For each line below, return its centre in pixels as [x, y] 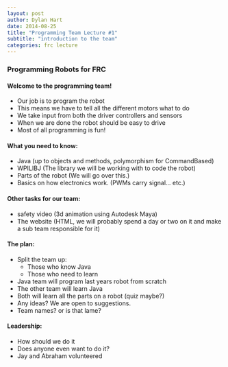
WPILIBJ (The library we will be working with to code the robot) [106, 168]
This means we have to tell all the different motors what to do [103, 108]
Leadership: [25, 326]
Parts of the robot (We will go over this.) [73, 176]
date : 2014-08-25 [32, 26]
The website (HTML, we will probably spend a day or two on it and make [119, 221]
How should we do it [46, 341]
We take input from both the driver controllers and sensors [100, 116]
